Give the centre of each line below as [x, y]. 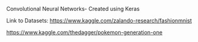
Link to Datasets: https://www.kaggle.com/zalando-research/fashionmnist [99, 20]
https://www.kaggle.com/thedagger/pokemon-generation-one [84, 32]
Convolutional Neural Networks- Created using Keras [73, 9]
